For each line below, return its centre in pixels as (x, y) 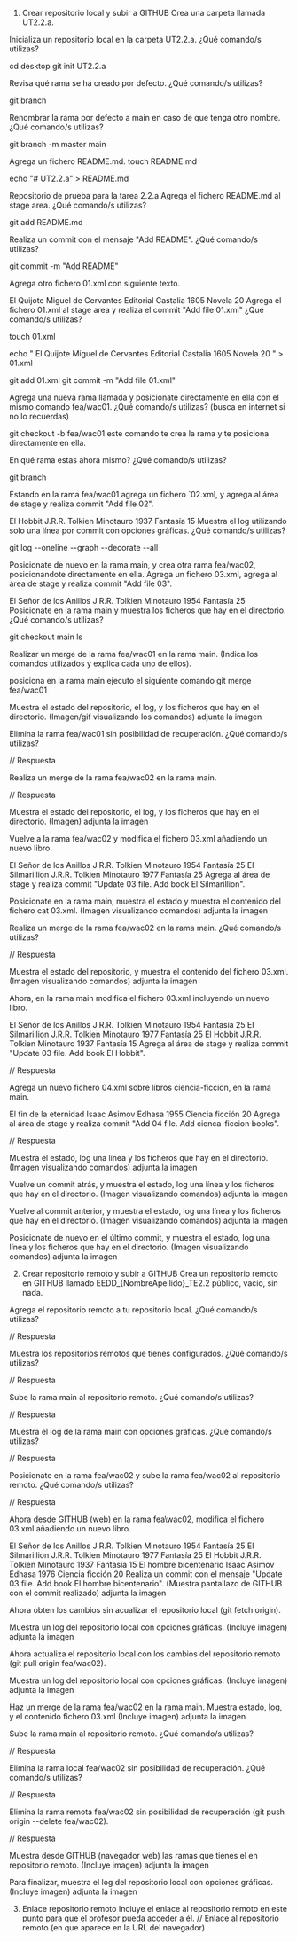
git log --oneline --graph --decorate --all (84, 548)
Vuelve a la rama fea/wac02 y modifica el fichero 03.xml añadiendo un (138, 838)
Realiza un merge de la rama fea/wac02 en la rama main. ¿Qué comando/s (145, 928)
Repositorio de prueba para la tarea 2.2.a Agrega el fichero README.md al (145, 196)
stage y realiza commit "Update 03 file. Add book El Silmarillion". (127, 884)
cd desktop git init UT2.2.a (58, 66)
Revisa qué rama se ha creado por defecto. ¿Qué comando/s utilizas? (136, 83)
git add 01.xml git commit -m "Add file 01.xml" (92, 380)
